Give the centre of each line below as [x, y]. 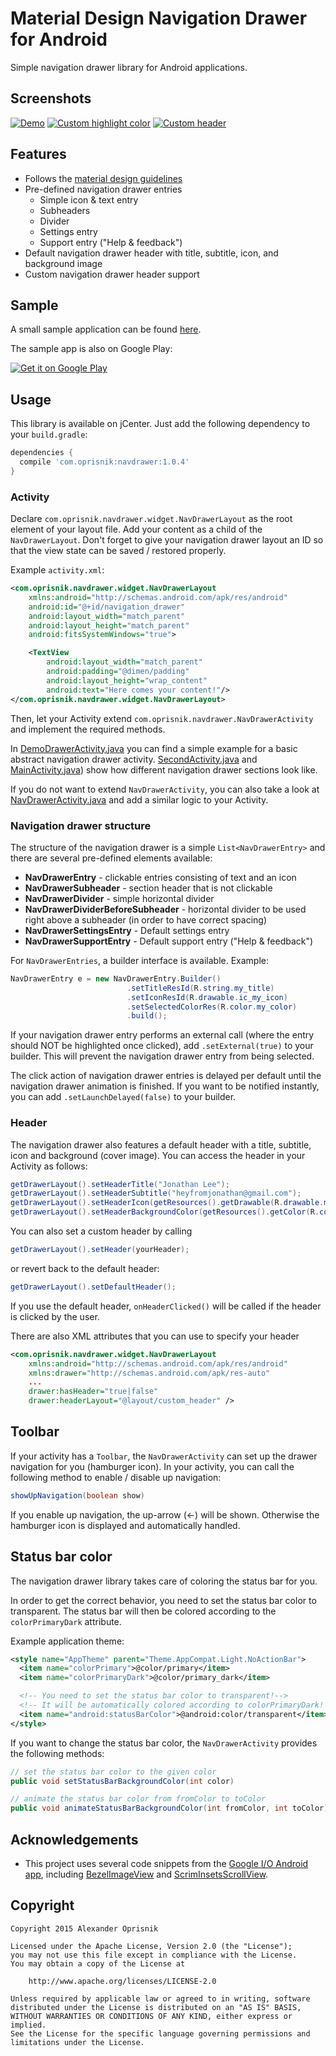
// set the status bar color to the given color [113, 1772]
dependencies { [42, 453]
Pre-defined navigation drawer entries [103, 189]
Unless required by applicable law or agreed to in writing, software [160, 1998]
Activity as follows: [49, 1166]
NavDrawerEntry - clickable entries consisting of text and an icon [160, 877]
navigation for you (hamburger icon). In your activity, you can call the [152, 1466]
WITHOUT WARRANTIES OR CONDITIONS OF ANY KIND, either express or [151, 2016]
